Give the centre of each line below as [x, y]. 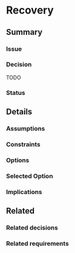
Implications [24, 192]
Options [18, 160]
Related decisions [32, 228]
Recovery [30, 10]
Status [16, 93]
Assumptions [25, 129]
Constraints [23, 144]
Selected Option [30, 176]
